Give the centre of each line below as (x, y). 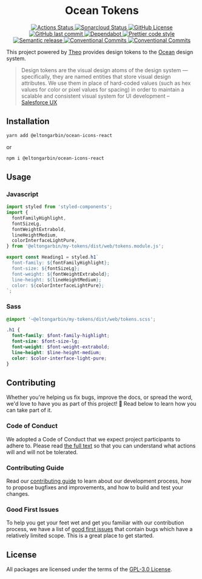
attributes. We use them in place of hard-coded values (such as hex (106, 83)
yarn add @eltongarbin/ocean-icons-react (59, 135)
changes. (18, 494)
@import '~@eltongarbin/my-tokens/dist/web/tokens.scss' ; (81, 319)
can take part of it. (29, 410)
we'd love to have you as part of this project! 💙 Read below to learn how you (101, 404)
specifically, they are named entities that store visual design (96, 76)
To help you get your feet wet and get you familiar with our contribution (95, 523)
